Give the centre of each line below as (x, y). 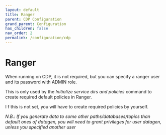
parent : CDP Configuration (33, 19)
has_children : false (27, 29)
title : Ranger (20, 15)
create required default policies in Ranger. (49, 97)
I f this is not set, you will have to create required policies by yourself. (77, 106)
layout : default (22, 10)
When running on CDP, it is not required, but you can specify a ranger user (82, 76)
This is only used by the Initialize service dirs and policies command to (78, 91)
